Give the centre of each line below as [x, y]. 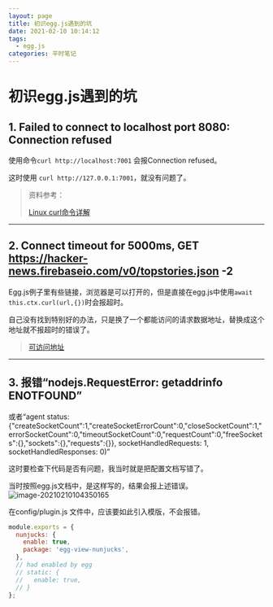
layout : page [30, 16]
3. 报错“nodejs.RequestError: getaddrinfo [116, 383]
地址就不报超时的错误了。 [51, 330]
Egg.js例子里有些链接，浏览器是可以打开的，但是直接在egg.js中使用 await [131, 292]
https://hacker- [48, 258]
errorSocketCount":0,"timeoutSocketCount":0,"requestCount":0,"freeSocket [135, 434]
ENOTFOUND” [45, 396]
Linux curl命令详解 [59, 212]
